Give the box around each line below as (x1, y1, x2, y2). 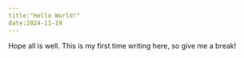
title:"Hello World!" (8, 11, 81, 20)
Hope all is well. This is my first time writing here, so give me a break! (8, 41, 237, 50)
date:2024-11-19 (8, 19, 62, 27)
